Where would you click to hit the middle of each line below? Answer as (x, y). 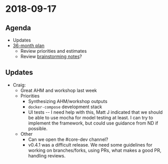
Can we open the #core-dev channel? (68, 139)
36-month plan (29, 46)
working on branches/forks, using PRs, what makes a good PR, (95, 150)
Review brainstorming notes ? (51, 56)
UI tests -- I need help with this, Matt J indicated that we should (95, 112)
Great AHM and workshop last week (59, 90)
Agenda (18, 28)
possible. (38, 128)
